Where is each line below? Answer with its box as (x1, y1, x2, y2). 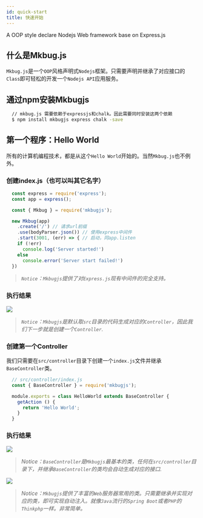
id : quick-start (6, 8, 47, 15)
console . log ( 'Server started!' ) (22, 246, 104, 252)
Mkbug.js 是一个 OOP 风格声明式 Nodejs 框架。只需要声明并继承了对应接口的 (6, 67, 185, 75)
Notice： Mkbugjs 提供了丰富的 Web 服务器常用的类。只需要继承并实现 (21, 489, 187, 497)
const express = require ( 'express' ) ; (12, 190, 107, 197)
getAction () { (17, 399, 56, 405)
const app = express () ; (12, 196, 72, 202)
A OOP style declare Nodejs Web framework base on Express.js (6, 31, 166, 38)
